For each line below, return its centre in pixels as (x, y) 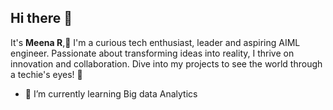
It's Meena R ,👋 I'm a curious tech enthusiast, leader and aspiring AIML (155, 42)
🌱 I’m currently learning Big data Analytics (111, 93)
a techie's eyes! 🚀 (46, 74)
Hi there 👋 (41, 18)
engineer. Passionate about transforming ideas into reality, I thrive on (152, 53)
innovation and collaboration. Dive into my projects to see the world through (166, 63)
